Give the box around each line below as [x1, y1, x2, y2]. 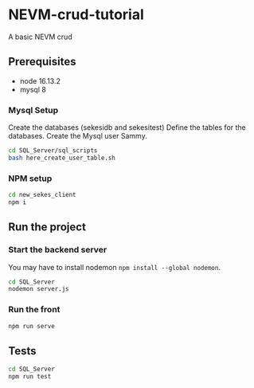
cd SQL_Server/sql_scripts [8, 147, 98, 155]
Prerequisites [8, 55, 76, 69]
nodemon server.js [8, 285, 69, 293]
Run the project [8, 221, 86, 234]
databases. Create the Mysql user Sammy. [8, 131, 147, 141]
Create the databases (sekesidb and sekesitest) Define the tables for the [8, 123, 247, 132]
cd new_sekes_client [8, 191, 77, 199]
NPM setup [8, 173, 53, 184]
